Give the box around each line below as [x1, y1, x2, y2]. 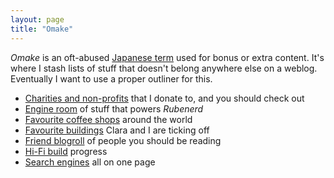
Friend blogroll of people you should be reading [24, 134, 222, 146]
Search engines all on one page [24, 156, 156, 168]
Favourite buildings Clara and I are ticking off [24, 124, 210, 136]
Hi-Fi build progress [24, 145, 108, 157]
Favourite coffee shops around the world [24, 113, 193, 125]
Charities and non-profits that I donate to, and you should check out [24, 92, 305, 104]
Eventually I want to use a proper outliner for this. [10, 72, 213, 85]
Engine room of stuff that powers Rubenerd [24, 102, 204, 115]
